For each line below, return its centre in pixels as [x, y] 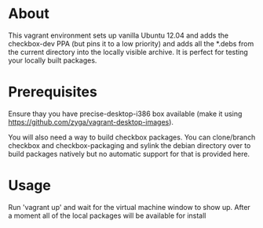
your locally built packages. [53, 60]
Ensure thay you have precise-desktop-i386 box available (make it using [125, 114]
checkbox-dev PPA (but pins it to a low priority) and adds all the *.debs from [131, 43]
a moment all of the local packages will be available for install [107, 215]
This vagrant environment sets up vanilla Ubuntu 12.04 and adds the [119, 35]
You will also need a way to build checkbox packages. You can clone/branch [132, 137]
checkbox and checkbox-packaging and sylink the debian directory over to [130, 145]
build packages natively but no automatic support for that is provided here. [129, 154]
